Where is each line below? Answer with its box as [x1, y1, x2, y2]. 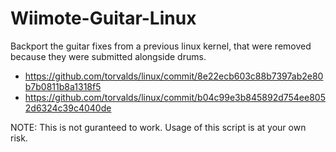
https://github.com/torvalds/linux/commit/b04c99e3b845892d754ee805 [24, 91, 326, 103]
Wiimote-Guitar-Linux [10, 7, 197, 30]
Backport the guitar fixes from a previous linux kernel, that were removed [10, 40, 312, 52]
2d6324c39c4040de [24, 102, 112, 114]
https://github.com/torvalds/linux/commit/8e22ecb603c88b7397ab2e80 [24, 70, 324, 82]
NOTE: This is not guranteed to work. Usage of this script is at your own [10, 121, 307, 133]
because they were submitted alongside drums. [10, 50, 207, 62]
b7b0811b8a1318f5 [24, 80, 102, 92]
